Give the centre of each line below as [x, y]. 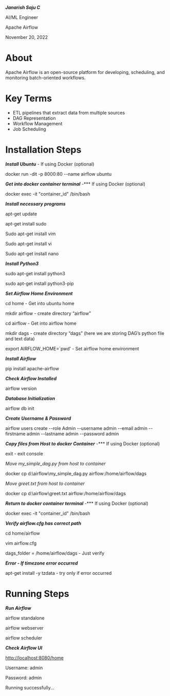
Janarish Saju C [23, 7]
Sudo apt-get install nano [32, 253]
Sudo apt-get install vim [31, 234]
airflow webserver [24, 628]
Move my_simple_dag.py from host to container [55, 463]
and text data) [20, 338]
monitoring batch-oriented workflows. [45, 78]
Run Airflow [18, 608]
